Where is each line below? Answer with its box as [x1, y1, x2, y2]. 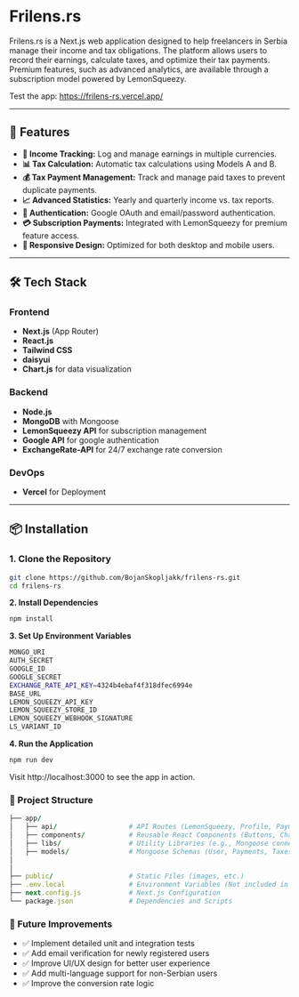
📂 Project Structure [9, 793, 93, 806]
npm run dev [9, 756, 53, 765]
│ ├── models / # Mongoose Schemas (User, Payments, [9, 847, 269, 856]
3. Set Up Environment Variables [9, 631, 132, 641]
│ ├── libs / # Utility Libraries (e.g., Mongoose [9, 839, 269, 848]
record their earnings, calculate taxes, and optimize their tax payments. [9, 54, 271, 65]
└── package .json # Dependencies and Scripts [9, 896, 233, 906]
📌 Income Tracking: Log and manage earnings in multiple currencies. [21, 149, 278, 159]
